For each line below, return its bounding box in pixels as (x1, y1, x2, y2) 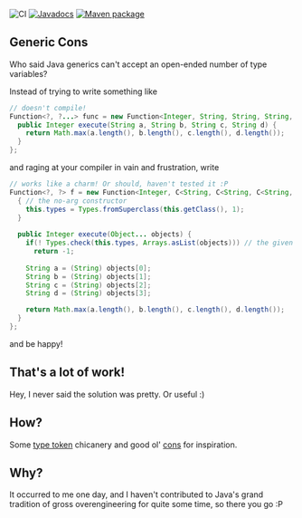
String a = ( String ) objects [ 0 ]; (25, 264, 152, 273)
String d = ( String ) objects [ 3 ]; (25, 289, 152, 298)
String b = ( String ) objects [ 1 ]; (25, 272, 152, 281)
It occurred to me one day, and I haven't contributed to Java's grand (9, 489, 264, 500)
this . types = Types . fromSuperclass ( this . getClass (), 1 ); (25, 205, 245, 214)
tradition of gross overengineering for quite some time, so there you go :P (9, 499, 283, 510)
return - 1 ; (33, 247, 75, 256)
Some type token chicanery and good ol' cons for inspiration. (9, 439, 238, 450)
